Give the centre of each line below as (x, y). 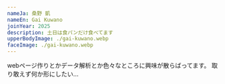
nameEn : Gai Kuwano (35, 20)
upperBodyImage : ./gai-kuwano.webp (58, 39)
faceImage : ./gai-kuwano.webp (50, 45)
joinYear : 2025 (29, 26)
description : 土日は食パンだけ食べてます (60, 32)
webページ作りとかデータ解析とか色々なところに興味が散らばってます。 (109, 65)
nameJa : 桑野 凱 (29, 13)
